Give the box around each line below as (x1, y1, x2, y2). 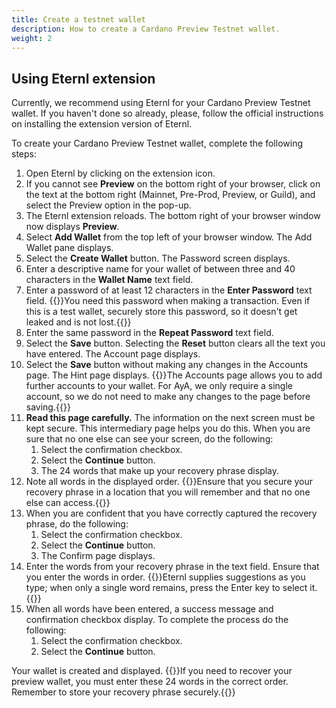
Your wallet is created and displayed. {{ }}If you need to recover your (11, 665, 293, 677)
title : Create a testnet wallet (11, 14, 146, 25)
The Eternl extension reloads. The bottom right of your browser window (25, 210, 321, 222)
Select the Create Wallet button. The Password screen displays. (25, 252, 291, 265)
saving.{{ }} (25, 401, 71, 413)
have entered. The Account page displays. (25, 348, 201, 360)
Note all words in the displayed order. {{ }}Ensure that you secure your (25, 476, 314, 488)
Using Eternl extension (11, 70, 156, 87)
